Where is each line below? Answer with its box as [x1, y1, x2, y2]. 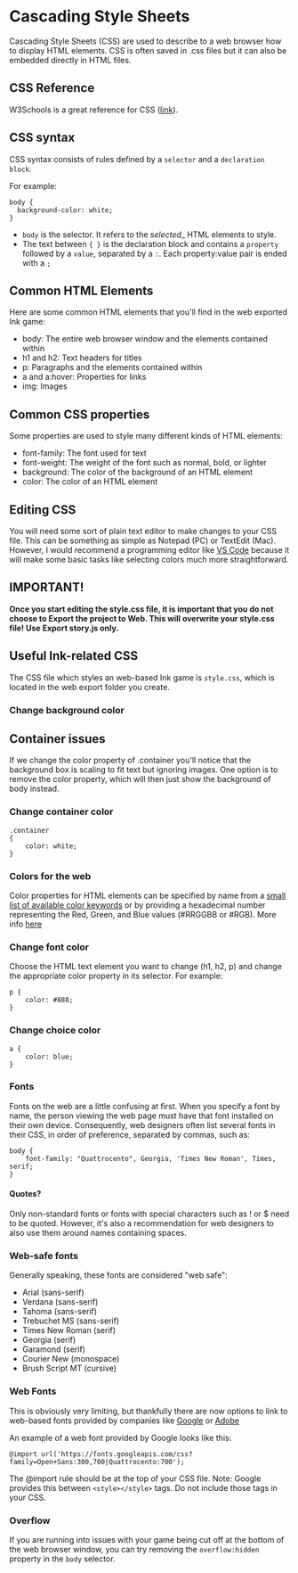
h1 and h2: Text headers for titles [21, 352, 142, 363]
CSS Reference [9, 80, 95, 95]
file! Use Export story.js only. [9, 622, 119, 633]
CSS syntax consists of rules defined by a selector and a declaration [9, 153, 265, 164]
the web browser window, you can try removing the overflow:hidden [9, 1544, 260, 1554]
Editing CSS [9, 502, 77, 517]
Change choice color [9, 1024, 101, 1036]
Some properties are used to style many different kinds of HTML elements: [9, 431, 283, 441]
